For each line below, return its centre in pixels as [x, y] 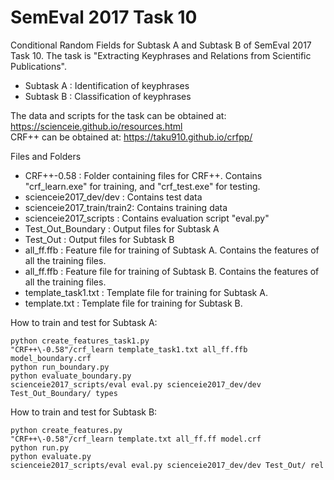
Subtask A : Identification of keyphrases [107, 85]
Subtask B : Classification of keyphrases [108, 96]
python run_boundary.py [60, 367]
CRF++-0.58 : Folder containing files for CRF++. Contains [143, 175]
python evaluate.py [51, 456]
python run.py [40, 447]
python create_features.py [66, 430]
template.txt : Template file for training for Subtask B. [133, 303]
